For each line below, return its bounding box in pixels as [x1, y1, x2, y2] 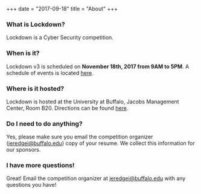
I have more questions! [6, 161, 75, 170]
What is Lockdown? [6, 20, 65, 28]
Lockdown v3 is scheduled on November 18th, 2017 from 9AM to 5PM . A [6, 63, 190, 70]
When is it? [6, 49, 40, 57]
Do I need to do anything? [6, 119, 83, 128]
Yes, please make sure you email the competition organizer [6, 133, 153, 141]
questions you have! [6, 181, 57, 189]
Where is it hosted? [6, 84, 65, 92]
